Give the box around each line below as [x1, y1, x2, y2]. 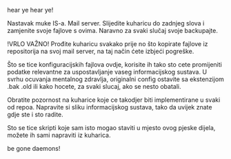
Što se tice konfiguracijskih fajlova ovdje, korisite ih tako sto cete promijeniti [7, 61, 222, 68]
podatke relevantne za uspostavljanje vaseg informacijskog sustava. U [7, 68, 208, 76]
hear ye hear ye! [7, 6, 54, 14]
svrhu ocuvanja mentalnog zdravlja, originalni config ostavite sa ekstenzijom [7, 75, 224, 83]
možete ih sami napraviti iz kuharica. [7, 131, 111, 139]
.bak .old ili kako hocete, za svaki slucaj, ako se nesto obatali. [7, 83, 181, 90]
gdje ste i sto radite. [7, 110, 63, 118]
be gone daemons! [7, 145, 61, 152]
